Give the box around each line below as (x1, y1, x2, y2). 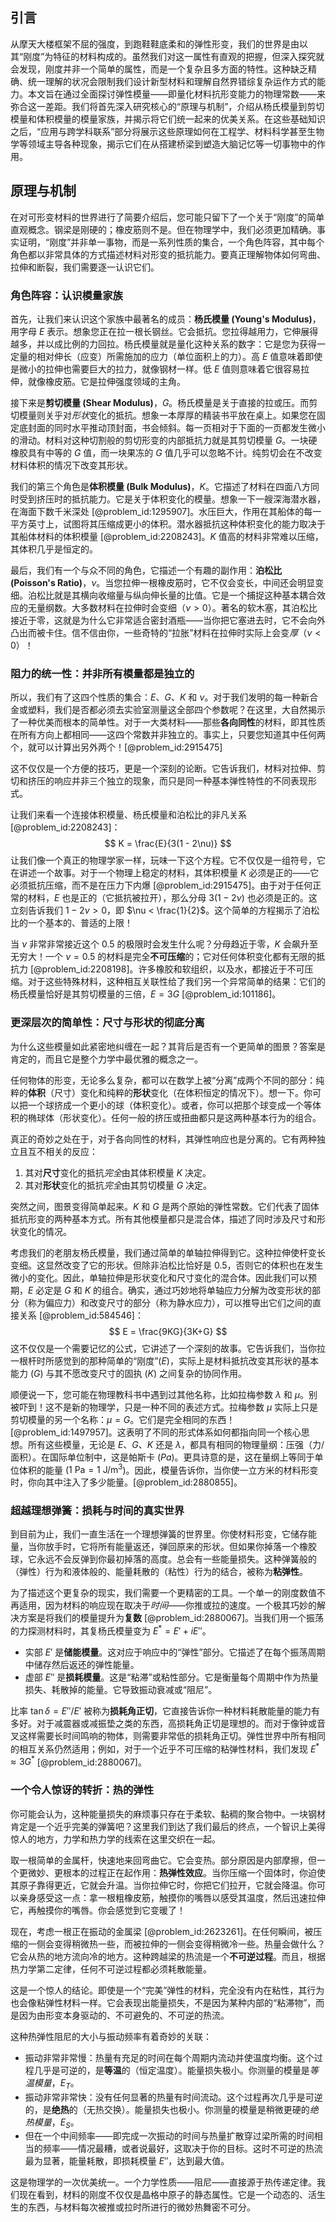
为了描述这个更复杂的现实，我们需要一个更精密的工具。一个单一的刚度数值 (10, 1587, 317, 1599)
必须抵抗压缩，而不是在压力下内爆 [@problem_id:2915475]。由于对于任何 (10, 879, 313, 892)
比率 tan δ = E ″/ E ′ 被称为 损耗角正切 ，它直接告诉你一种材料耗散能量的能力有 (10, 1705, 321, 1717)
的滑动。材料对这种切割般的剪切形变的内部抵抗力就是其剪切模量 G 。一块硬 (10, 434, 318, 446)
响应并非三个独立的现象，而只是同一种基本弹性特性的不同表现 (53, 775, 308, 787)
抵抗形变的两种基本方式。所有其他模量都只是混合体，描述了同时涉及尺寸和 (10, 1213, 317, 1225)
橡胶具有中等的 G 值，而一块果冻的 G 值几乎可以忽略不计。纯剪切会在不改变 (10, 446, 323, 458)
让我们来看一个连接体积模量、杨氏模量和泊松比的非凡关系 (10, 809, 247, 821)
